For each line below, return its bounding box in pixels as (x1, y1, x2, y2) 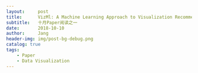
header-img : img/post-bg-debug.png (6, 36, 94, 42)
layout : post (6, 8, 49, 15)
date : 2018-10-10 (6, 25, 65, 31)
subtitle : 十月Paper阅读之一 (6, 19, 78, 25)
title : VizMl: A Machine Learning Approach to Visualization (6, 14, 173, 20)
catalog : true (6, 42, 41, 48)
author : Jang (6, 31, 49, 36)
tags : (6, 47, 19, 53)
